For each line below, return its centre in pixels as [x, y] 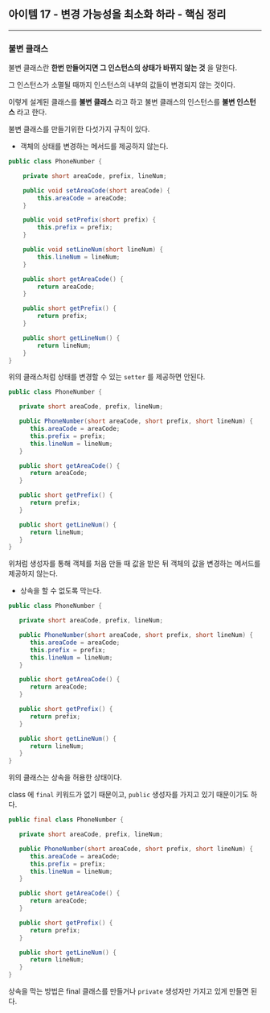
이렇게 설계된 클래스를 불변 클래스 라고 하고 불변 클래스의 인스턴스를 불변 [122, 102]
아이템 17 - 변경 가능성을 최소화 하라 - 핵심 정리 [117, 14]
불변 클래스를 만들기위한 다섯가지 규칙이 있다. [79, 129]
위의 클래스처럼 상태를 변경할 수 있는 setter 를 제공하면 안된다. [107, 377]
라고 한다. [32, 112]
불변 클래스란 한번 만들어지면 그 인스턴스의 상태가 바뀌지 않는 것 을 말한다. [123, 68]
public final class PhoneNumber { [66, 820]
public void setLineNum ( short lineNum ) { [93, 250]
